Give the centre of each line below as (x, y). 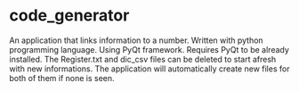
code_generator (69, 16)
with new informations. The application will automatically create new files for (149, 69)
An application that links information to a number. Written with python (137, 40)
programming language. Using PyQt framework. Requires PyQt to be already (149, 49)
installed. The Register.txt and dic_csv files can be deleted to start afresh (143, 59)
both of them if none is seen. (62, 78)
